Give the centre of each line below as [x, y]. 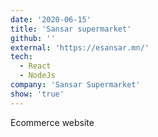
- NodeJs [37, 76]
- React [35, 66]
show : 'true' [37, 94]
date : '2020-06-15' [51, 19]
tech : [21, 57]
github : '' [33, 38]
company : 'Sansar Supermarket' [75, 85]
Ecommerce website [52, 122]
